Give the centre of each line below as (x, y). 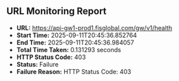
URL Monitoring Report (57, 11)
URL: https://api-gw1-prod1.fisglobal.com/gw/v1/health (94, 27)
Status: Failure (38, 64)
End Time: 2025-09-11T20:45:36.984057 (75, 42)
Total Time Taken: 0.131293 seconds (69, 49)
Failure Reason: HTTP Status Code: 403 (74, 71)
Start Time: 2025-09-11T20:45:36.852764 (76, 35)
